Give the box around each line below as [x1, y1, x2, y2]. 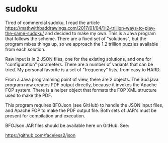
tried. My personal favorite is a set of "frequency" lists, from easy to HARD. [5, 66, 161, 73]
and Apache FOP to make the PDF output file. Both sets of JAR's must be [5, 107, 157, 113]
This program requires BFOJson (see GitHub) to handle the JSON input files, [5, 102, 163, 108]
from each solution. [5, 46, 46, 52]
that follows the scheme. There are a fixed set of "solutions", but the [5, 36, 147, 42]
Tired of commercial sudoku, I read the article [5, 20, 100, 26]
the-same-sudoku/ [5, 30, 44, 36]
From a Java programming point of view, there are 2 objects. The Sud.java [5, 76, 159, 82]
